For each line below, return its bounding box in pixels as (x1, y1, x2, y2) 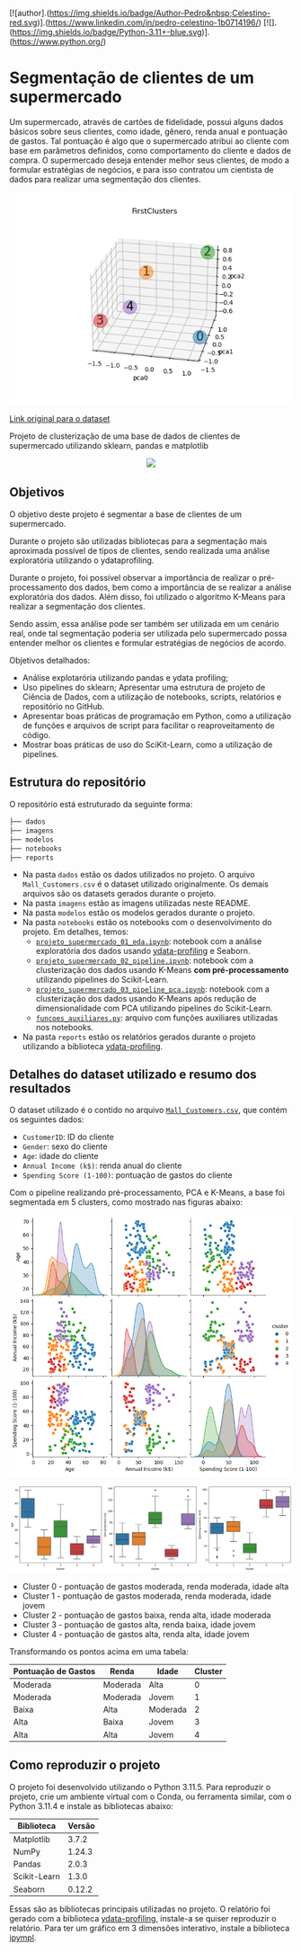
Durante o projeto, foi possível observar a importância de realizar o (9, 572, 258, 583)
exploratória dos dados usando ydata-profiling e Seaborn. (35, 945, 251, 956)
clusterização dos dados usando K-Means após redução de (35, 993, 257, 1003)
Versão (66, 1821, 96, 1832)
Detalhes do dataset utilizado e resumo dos (9, 1066, 258, 1082)
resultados (9, 1081, 72, 1096)
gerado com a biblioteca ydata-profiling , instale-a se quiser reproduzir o (9, 1913, 277, 1924)
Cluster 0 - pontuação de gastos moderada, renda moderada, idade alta (22, 1581, 289, 1591)
